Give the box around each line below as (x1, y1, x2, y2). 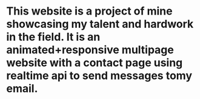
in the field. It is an (6, 30, 101, 44)
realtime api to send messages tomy (6, 69, 193, 83)
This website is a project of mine (6, 4, 173, 18)
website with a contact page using (6, 56, 183, 70)
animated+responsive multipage (6, 43, 174, 57)
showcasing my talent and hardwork (6, 17, 194, 31)
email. (6, 82, 38, 95)
